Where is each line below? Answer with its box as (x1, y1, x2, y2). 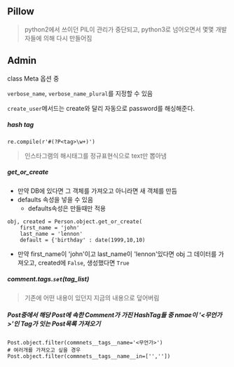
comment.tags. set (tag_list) (7, 275, 90, 283)
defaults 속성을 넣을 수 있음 (17, 195, 93, 203)
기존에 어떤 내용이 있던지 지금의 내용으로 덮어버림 (24, 293, 160, 302)
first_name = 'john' (20, 224, 80, 231)
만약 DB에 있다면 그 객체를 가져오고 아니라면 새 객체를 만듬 (17, 186, 177, 195)
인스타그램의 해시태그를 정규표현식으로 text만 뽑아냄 (24, 151, 167, 160)
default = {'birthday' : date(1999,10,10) (20, 236, 146, 243)
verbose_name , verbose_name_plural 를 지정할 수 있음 (7, 89, 153, 98)
